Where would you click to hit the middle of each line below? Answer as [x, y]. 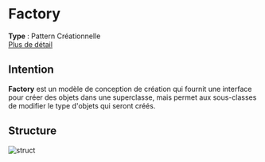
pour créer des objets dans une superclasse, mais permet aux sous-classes [132, 97]
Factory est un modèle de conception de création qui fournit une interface [130, 89]
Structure [33, 131]
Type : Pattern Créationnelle [55, 36]
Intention [31, 70]
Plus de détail [31, 44]
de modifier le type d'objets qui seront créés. [82, 105]
